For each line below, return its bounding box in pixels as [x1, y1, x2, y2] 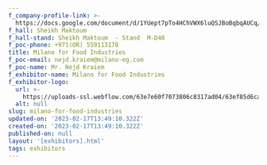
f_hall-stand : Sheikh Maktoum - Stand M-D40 [8, 33, 165, 42]
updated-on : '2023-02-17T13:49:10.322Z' [8, 115, 145, 123]
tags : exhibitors [8, 144, 66, 152]
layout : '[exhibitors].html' [8, 136, 105, 145]
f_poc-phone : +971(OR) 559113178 [8, 41, 119, 49]
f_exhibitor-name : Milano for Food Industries [8, 71, 165, 79]
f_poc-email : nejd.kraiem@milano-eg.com [8, 56, 145, 64]
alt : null [15, 100, 48, 108]
